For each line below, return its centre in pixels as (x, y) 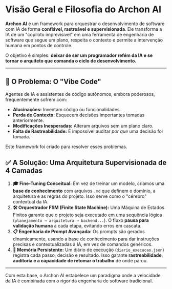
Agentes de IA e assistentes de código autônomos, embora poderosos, (80, 94)
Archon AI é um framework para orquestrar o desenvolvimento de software (85, 24)
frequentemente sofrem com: (36, 99)
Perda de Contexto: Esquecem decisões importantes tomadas (79, 115)
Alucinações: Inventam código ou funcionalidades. (67, 109)
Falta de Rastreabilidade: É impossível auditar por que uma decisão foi (88, 131)
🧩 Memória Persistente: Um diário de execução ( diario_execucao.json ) (89, 250)
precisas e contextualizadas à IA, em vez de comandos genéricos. (82, 244)
